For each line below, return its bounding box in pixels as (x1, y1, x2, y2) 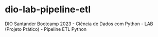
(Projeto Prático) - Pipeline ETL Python (5, 26, 87, 32)
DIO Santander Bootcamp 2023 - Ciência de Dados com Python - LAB (5, 21, 153, 27)
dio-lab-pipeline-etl (5, 4, 91, 15)
